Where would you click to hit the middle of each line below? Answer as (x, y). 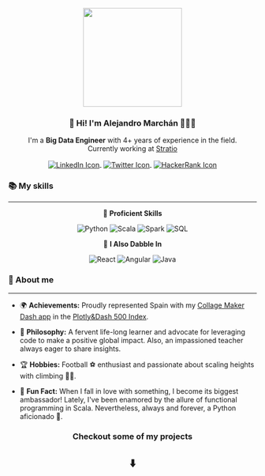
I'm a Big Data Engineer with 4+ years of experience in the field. (132, 140)
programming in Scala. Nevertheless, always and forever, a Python (128, 408)
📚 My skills (31, 186)
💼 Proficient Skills (132, 213)
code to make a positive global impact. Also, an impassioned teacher (131, 340)
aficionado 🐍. (41, 416)
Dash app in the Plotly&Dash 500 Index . (84, 316)
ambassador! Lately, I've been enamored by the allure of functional (129, 399)
